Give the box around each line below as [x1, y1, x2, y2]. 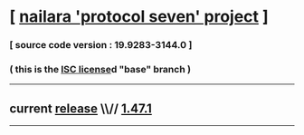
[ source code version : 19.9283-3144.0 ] [9, 39, 193, 52]
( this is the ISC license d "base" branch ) [9, 63, 192, 76]
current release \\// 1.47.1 [9, 101, 152, 116]
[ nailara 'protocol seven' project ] [9, 6, 269, 27]
